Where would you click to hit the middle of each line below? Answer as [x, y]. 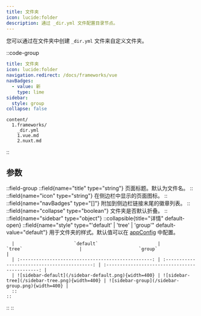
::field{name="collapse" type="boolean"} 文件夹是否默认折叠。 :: [87, 211]
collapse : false [27, 109]
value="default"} [27, 232]
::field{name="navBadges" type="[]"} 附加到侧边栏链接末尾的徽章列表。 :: [98, 203]
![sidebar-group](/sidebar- [144, 281]
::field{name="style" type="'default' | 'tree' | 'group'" [89, 225]
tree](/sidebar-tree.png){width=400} [54, 281]
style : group [28, 103]
